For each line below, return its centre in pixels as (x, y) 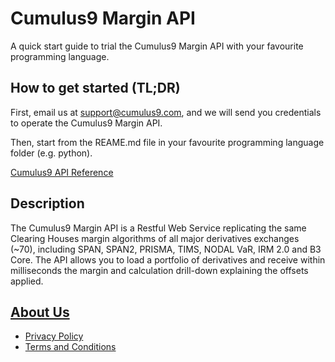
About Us (40, 312)
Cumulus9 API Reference (62, 172)
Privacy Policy (54, 336)
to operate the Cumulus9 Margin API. (86, 123)
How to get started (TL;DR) (95, 88)
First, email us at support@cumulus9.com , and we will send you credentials (166, 112)
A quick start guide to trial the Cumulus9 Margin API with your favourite (157, 46)
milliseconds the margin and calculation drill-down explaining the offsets (159, 270)
